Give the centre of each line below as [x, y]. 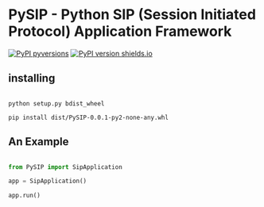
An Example [39, 142]
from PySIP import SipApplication [66, 167]
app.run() [25, 196]
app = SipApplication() [48, 181]
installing [32, 78]
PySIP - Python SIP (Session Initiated [132, 15]
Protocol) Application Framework [120, 31]
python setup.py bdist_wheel [56, 103]
